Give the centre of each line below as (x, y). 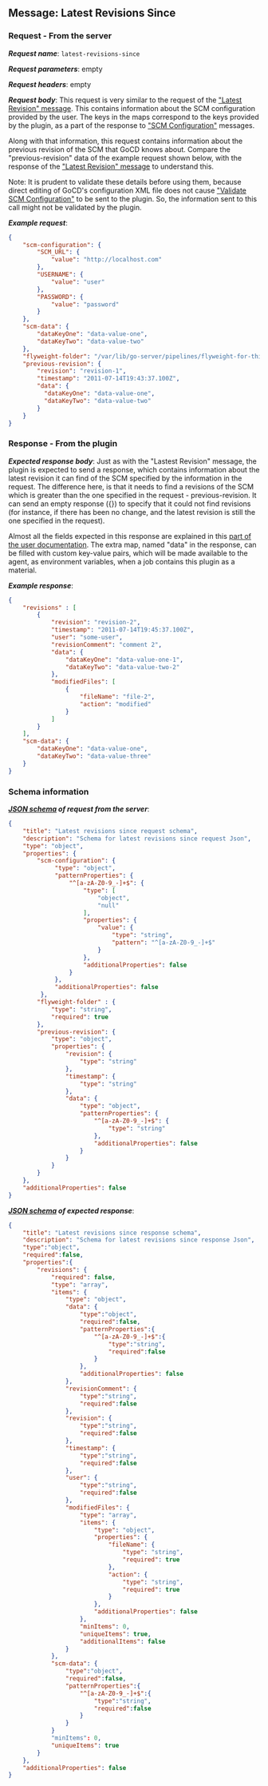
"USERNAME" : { (60, 275)
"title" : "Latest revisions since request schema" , (110, 831)
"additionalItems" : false (122, 1641)
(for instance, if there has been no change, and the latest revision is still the (132, 512)
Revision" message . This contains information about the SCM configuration (132, 108)
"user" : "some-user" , (87, 638)
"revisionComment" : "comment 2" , (106, 644)
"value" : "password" (85, 304)
